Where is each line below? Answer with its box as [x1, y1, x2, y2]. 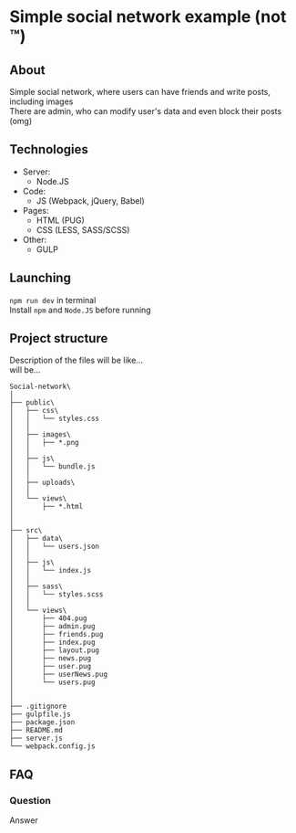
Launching [9, 270, 71, 286]
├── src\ [9, 526, 43, 535]
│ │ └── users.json [9, 542, 100, 552]
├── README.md [9, 726, 64, 735]
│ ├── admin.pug [9, 622, 96, 631]
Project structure [9, 331, 108, 346]
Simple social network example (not [9, 6, 287, 27]
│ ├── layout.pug [9, 646, 100, 655]
